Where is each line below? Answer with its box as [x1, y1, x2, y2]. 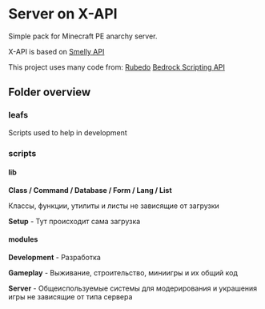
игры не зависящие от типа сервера [8, 291, 133, 301]
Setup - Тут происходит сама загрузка [8, 216, 141, 226]
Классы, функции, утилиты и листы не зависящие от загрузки [8, 201, 220, 211]
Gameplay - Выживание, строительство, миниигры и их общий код [8, 267, 239, 277]
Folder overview [8, 86, 91, 99]
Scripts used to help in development [8, 127, 128, 137]
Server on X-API [8, 5, 118, 23]
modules [8, 235, 38, 244]
